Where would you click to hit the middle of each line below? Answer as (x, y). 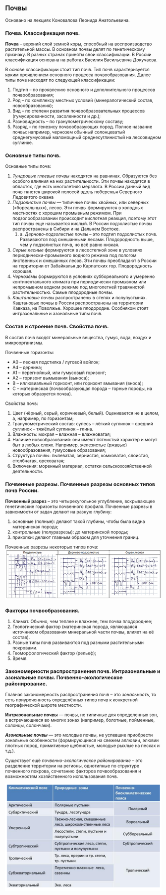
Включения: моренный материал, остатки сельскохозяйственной (82, 466)
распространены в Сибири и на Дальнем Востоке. (66, 229)
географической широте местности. (44, 705)
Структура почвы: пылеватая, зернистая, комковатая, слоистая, (81, 455)
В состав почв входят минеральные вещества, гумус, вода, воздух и (78, 337)
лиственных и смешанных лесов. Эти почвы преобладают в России (84, 260)
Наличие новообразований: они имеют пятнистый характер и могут (85, 439)
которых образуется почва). (42, 393)
